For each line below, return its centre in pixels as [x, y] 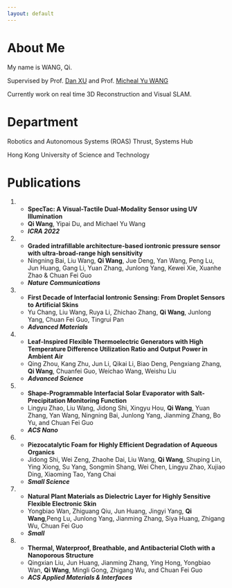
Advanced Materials [58, 327]
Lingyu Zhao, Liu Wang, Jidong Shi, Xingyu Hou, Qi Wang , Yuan [118, 408]
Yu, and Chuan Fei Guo [60, 423]
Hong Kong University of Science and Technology [79, 155]
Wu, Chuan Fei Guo [55, 526]
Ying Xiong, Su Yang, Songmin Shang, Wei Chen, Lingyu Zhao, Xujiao [126, 467]
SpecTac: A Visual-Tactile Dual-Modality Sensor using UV [113, 209]
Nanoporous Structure [61, 555]
